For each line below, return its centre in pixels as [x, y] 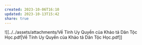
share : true [17, 18]
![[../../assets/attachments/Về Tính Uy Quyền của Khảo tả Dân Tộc [71, 32]
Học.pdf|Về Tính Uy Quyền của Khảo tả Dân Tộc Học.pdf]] [63, 37]
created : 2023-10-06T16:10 [32, 9]
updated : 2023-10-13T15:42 [32, 14]
